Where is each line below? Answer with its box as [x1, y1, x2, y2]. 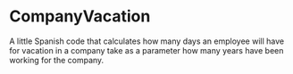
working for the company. [9, 54, 105, 65]
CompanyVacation [9, 6, 151, 27]
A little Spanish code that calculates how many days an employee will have [9, 36, 284, 46]
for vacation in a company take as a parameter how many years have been [9, 45, 284, 55]
